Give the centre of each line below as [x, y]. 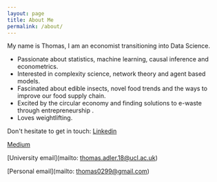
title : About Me [30, 20]
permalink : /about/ [35, 26]
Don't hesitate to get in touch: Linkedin [62, 131]
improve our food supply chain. [61, 96]
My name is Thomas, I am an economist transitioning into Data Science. [108, 46]
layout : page [26, 13]
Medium [19, 145]
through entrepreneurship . [55, 110]
